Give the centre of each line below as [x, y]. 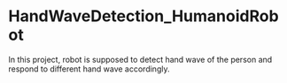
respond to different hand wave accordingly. [89, 69]
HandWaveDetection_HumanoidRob [144, 16]
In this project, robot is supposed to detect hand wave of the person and [140, 59]
